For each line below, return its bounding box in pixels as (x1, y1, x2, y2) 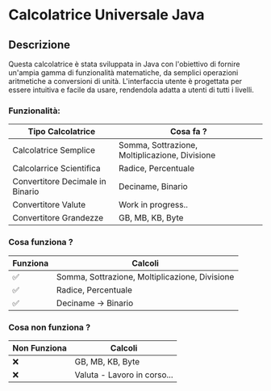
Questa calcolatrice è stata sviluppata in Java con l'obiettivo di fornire (8, 59, 240, 69)
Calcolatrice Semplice (12, 145, 95, 156)
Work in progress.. (118, 200, 188, 211)
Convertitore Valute (12, 200, 86, 211)
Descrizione (8, 38, 71, 52)
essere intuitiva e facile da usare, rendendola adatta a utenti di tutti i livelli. (8, 85, 254, 95)
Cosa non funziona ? (8, 322, 91, 333)
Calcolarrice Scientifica (12, 163, 101, 174)
